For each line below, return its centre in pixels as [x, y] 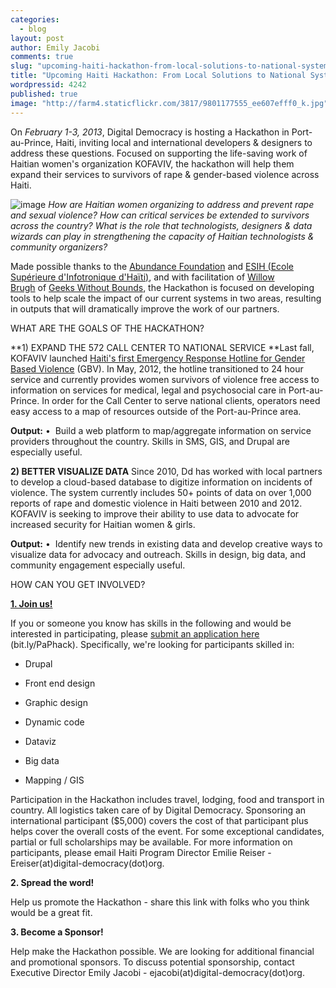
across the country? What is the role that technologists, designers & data [161, 225]
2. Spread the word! [52, 882]
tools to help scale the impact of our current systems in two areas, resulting [166, 298]
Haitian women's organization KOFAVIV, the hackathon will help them [152, 163]
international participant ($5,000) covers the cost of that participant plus [159, 820]
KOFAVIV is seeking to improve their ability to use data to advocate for [155, 513]
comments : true [42, 57]
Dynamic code [54, 722]
